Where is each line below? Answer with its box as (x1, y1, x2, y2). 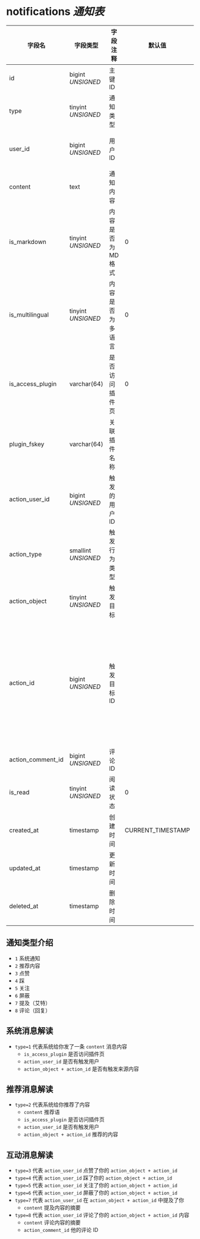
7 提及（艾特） (14, 999, 51, 1006)
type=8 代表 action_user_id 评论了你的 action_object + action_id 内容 (14, 1212, 189, 1219)
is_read (9, 788, 30, 796)
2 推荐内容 (14, 962, 40, 969)
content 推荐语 (23, 1109, 60, 1116)
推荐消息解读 (6, 1084, 54, 1094)
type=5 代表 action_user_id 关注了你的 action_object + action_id (14, 1182, 177, 1189)
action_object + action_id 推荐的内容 (23, 1131, 118, 1138)
